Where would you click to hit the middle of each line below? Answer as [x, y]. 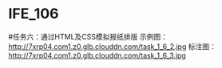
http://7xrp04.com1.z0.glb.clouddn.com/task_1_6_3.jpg [97, 55]
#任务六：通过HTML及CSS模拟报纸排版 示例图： [88, 36]
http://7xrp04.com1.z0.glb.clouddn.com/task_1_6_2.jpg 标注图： [113, 46]
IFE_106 [34, 14]
